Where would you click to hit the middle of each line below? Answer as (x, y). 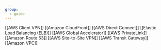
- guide (17, 14)
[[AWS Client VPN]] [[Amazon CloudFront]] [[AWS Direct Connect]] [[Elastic (81, 27)
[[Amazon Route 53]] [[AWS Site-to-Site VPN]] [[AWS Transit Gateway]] (77, 38)
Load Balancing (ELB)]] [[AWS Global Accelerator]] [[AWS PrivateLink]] (76, 33)
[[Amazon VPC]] (21, 43)
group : (12, 9)
